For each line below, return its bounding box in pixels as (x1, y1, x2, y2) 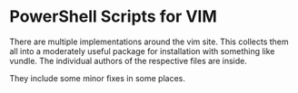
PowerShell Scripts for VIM (9, 6, 217, 27)
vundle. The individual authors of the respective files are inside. (9, 55, 247, 66)
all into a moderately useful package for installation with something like (9, 45, 275, 56)
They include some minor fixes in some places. (9, 72, 186, 83)
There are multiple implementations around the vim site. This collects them (9, 36, 289, 47)
